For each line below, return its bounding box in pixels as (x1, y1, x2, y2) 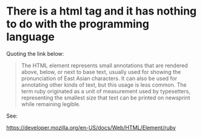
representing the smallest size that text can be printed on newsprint (21, 94, 190, 101)
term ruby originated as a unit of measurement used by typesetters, (21, 87, 190, 95)
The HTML (21, 62, 49, 69)
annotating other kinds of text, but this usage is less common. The (21, 81, 187, 89)
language (6, 30, 55, 44)
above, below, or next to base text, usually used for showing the (21, 68, 181, 75)
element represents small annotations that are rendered (49, 62, 188, 69)
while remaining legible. (21, 100, 81, 107)
